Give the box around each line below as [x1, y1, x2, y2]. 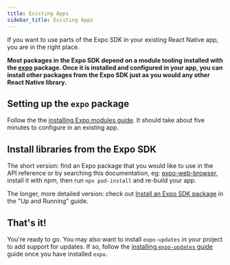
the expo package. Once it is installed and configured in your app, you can [7, 63, 223, 72]
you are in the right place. [7, 43, 80, 51]
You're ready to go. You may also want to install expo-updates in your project [7, 235, 223, 243]
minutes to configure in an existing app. [7, 123, 119, 131]
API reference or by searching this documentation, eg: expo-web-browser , [7, 169, 218, 178]
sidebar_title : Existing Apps [7, 17, 94, 23]
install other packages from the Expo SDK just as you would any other [7, 70, 211, 79]
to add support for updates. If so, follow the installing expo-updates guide [7, 242, 214, 251]
